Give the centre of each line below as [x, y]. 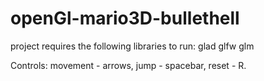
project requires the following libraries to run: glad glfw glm [132, 46]
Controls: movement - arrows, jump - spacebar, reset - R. [128, 65]
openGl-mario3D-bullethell [125, 18]
